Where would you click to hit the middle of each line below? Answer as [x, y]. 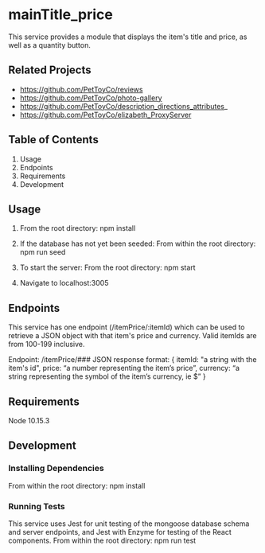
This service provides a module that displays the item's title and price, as [128, 37]
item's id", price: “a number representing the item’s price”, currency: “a [124, 368]
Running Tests [37, 506]
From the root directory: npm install [78, 228]
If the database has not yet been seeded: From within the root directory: [138, 243]
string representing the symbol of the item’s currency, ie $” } [107, 376]
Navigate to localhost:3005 [64, 283]
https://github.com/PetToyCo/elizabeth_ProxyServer [105, 115]
